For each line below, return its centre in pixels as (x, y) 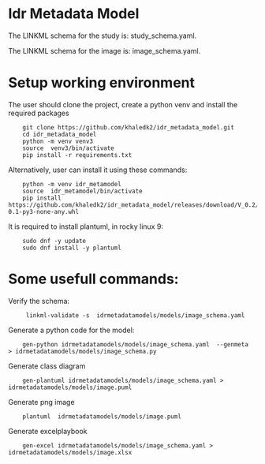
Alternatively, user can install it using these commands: (98, 170)
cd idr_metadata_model (60, 134)
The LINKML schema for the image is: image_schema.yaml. (105, 51)
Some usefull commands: (93, 279)
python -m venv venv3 (58, 141)
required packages (39, 113)
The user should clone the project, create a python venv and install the (123, 104)
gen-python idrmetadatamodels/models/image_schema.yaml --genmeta (135, 344)
